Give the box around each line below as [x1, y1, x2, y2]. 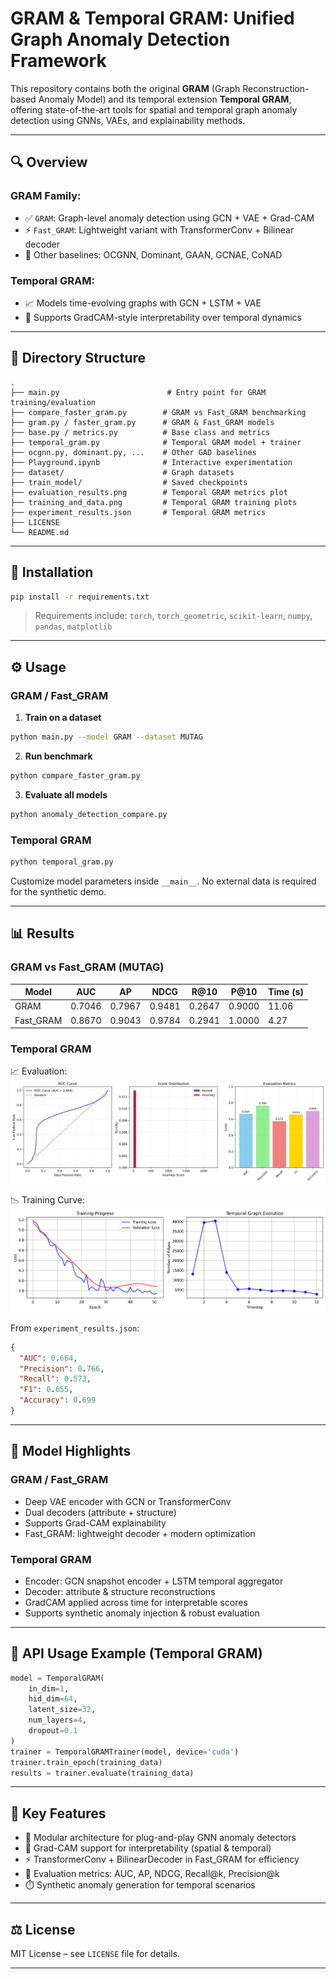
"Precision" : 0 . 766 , [19, 1363, 105, 1374]
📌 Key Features [10, 1805, 107, 1822]
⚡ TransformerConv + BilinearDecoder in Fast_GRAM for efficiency [24, 1853, 300, 1866]
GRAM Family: [10, 189, 82, 203]
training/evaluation [10, 397, 97, 407]
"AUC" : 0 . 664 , [19, 1353, 78, 1363]
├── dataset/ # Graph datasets [10, 467, 235, 477]
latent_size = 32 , [28, 1705, 97, 1715]
